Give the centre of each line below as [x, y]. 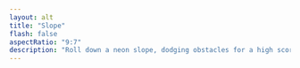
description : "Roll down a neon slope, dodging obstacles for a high [142, 50]
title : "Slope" [37, 26]
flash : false [33, 34]
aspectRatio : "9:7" [46, 42]
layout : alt [31, 17]
